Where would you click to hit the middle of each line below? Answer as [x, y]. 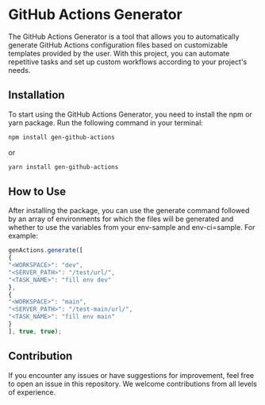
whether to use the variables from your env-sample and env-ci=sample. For [132, 227]
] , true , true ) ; [35, 331]
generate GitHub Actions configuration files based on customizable [118, 44]
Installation [36, 96]
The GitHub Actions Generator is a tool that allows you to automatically [124, 36]
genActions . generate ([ [46, 250]
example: [23, 236]
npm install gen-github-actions [61, 137]
